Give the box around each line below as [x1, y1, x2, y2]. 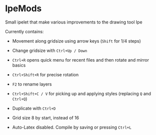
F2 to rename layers [12, 81, 52, 87]
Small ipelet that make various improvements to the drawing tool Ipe [5, 19, 143, 25]
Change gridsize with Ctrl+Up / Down [12, 47, 87, 53]
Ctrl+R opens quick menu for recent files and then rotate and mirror [12, 57, 150, 63]
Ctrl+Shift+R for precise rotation [12, 71, 79, 77]
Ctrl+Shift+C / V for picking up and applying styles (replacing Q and [12, 90, 151, 96]
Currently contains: [5, 28, 44, 34]
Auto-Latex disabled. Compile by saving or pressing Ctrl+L [12, 124, 131, 130]
